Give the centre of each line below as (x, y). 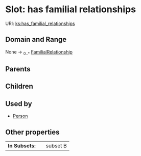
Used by (19, 104)
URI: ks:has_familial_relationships (40, 23)
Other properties (32, 132)
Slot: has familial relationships (71, 9)
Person (20, 116)
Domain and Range (36, 40)
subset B (56, 145)
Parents (18, 69)
